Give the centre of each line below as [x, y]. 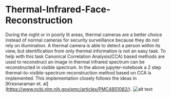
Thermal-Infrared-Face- [58, 9]
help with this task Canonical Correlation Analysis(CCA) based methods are [85, 56]
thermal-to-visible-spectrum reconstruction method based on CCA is [78, 72]
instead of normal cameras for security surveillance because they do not [82, 40]
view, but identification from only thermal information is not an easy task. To [85, 51]
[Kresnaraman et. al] [27, 84]
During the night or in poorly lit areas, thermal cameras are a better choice [84, 34]
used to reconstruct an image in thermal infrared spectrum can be [75, 62]
